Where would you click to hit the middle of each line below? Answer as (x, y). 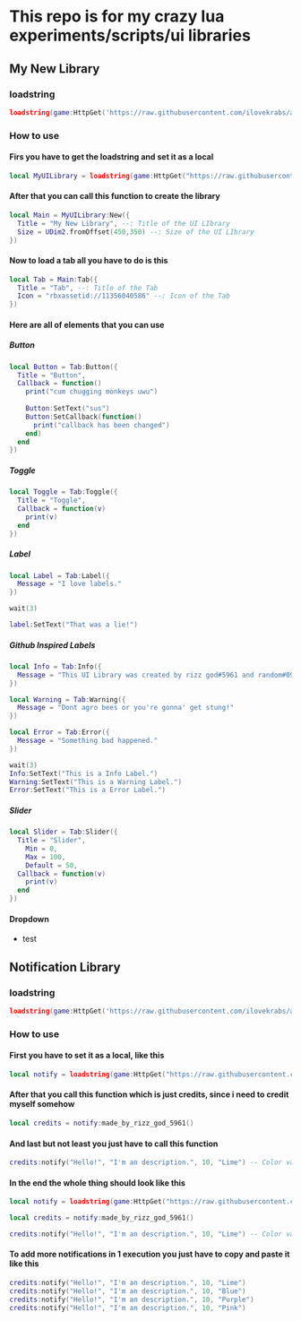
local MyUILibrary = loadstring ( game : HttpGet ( (98, 176)
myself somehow (42, 1104)
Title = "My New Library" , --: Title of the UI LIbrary (124, 223)
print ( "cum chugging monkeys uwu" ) (92, 392)
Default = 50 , (52, 865)
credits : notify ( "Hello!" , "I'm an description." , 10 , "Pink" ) (128, 1308)
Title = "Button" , (52, 375)
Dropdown (29, 919)
